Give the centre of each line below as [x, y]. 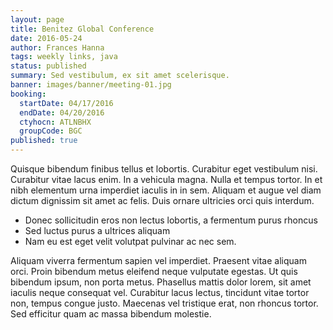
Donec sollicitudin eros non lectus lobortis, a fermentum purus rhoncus [171, 220]
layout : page [37, 19]
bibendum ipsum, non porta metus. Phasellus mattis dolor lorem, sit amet [161, 282]
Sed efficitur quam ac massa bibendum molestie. [111, 314]
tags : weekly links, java [64, 57]
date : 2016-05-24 [46, 38]
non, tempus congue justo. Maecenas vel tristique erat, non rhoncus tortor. [164, 303]
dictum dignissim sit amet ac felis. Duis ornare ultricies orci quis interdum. [162, 200]
